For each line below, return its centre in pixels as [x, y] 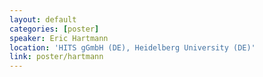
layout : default [43, 19]
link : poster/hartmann [56, 57]
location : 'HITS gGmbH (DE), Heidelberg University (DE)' [132, 47]
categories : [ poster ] [54, 29]
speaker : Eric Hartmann [59, 38]
